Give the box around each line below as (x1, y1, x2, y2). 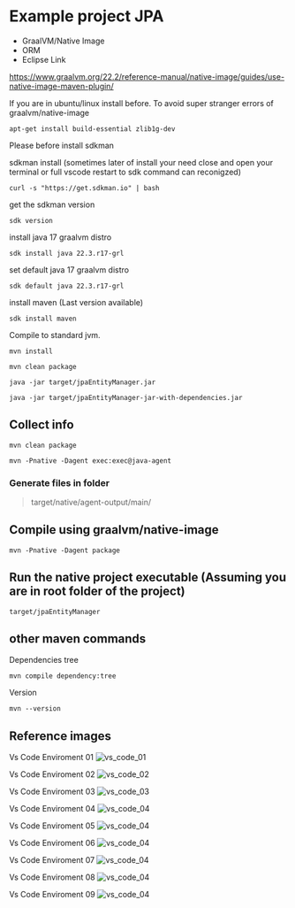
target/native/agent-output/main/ (30, 497, 152, 508)
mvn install (9, 347, 53, 356)
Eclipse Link (21, 54, 66, 65)
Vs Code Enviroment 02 (9, 769, 95, 780)
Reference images (9, 728, 112, 743)
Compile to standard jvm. (9, 329, 101, 340)
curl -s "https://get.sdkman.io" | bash (9, 183, 161, 192)
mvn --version (9, 704, 62, 713)
